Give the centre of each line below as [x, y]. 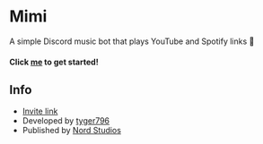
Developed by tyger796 [66, 121]
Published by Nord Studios [71, 131]
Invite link [40, 111]
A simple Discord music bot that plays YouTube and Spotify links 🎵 [132, 41]
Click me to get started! [54, 62]
